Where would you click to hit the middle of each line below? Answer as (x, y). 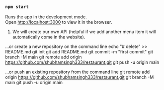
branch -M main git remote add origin (43, 57)
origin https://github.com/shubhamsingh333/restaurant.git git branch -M (80, 77)
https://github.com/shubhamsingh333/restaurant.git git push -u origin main (82, 62)
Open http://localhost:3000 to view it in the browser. (59, 22)
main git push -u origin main (34, 83)
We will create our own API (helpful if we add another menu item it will (84, 32)
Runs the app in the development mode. (46, 17)
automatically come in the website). (49, 37)
